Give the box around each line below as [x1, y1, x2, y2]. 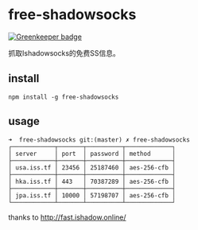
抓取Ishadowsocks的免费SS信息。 [8, 48, 121, 57]
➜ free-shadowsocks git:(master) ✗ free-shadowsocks [8, 135, 191, 144]
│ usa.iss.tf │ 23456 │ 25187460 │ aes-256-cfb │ [8, 163, 177, 172]
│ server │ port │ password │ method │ [8, 150, 177, 158]
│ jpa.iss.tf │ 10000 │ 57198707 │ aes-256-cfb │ [8, 191, 177, 200]
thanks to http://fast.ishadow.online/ [8, 212, 126, 222]
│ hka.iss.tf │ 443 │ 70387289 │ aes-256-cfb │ [8, 177, 177, 185]
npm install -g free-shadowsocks [8, 93, 119, 101]
